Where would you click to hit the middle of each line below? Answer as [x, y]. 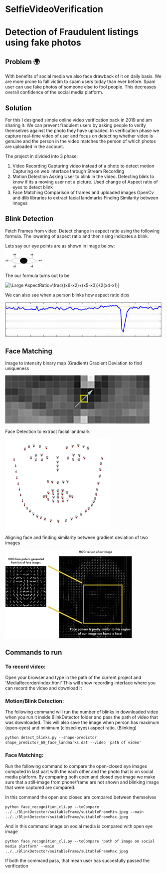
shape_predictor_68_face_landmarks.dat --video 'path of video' [73, 743]
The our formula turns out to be [37, 275]
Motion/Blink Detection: [35, 701]
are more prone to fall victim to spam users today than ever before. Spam [80, 81]
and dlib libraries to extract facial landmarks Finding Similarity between [85, 198]
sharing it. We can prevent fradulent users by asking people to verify [76, 125]
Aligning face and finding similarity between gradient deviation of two [77, 537]
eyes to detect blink [33, 187]
